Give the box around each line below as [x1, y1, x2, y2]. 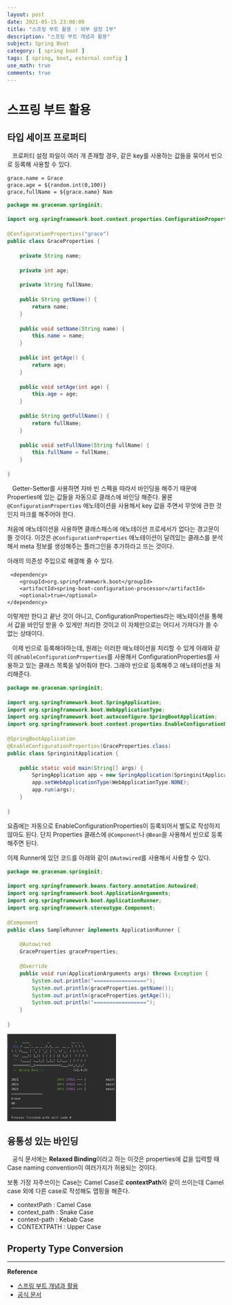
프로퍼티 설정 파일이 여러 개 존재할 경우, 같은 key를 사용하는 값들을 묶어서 [12, 151, 210, 159]
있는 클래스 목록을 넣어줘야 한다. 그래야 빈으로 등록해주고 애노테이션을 [25, 661, 214, 669]
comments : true [7, 69, 51, 76]
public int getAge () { [19, 354, 85, 361]
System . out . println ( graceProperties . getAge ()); [32, 992, 171, 999]
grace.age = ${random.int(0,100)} [7, 182, 107, 188]
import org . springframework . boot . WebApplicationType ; [7, 706, 166, 713]
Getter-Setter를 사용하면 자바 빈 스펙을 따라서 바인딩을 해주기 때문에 [12, 484, 197, 492]
